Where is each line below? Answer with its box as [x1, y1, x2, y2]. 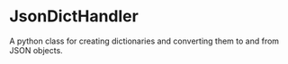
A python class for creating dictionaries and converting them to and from [9, 36, 280, 46]
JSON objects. [9, 44, 63, 55]
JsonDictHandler [9, 6, 139, 27]
